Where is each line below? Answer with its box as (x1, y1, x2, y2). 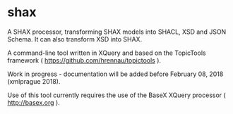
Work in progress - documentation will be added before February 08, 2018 (7, 70, 224, 78)
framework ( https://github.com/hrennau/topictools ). (7, 56, 161, 64)
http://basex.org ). (7, 98, 60, 106)
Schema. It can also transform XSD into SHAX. (7, 34, 143, 43)
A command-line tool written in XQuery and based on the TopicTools (7, 49, 206, 57)
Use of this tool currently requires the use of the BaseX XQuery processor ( (7, 91, 226, 99)
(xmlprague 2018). (7, 77, 61, 85)
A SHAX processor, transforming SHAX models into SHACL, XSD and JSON (7, 27, 227, 36)
